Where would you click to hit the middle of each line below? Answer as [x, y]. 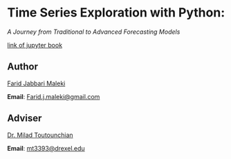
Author [22, 67]
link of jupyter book [35, 45]
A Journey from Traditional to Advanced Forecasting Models [94, 32]
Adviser [25, 118]
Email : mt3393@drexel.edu [46, 148]
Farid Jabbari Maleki [36, 83]
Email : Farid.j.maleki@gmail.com [54, 96]
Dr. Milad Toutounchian [40, 135]
